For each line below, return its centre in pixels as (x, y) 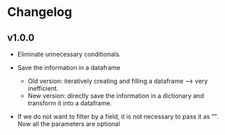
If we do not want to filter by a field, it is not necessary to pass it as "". (118, 116)
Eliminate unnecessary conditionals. (69, 54)
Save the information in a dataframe (69, 67)
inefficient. (43, 88)
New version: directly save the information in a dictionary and (116, 96)
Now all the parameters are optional (69, 124)
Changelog (40, 12)
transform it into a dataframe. (70, 103)
